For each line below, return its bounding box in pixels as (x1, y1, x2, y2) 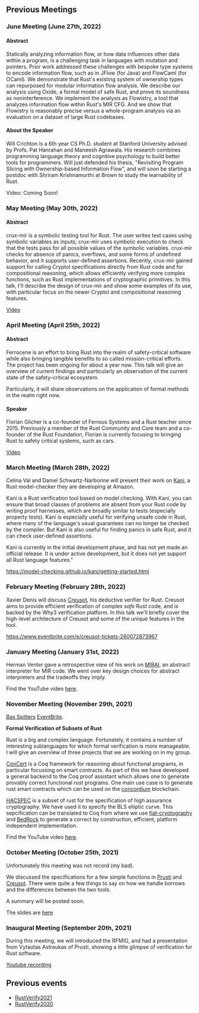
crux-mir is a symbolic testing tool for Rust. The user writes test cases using (6, 231, 192, 239)
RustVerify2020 (14, 1000, 53, 1007)
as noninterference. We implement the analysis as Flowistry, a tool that (6, 94, 179, 101)
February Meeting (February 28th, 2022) (6, 583, 126, 591)
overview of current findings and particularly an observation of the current (6, 367, 188, 375)
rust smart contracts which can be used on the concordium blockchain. (6, 786, 181, 793)
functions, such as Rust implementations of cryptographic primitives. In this (6, 275, 191, 283)
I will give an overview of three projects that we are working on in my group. (6, 749, 191, 756)
